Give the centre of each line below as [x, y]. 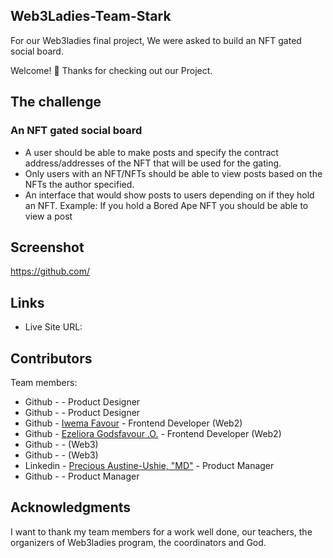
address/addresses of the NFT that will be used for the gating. [153, 163]
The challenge [56, 102]
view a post [48, 216]
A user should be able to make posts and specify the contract [151, 152]
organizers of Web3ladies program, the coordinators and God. [138, 542]
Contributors [51, 358]
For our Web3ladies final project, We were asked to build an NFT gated [156, 40]
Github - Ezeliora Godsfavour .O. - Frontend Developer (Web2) [153, 433]
